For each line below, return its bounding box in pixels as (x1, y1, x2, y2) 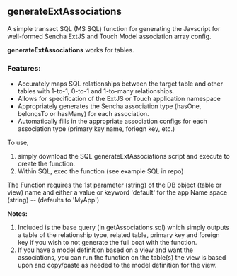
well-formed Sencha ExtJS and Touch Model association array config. (7, 32, 212, 40)
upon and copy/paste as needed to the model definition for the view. (17, 261, 217, 270)
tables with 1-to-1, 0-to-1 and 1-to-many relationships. (17, 87, 175, 96)
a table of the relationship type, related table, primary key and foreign (17, 231, 221, 239)
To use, (7, 138, 30, 147)
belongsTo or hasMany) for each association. (17, 110, 150, 118)
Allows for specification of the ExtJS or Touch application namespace (17, 95, 221, 103)
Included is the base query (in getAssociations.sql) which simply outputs (17, 223, 230, 232)
